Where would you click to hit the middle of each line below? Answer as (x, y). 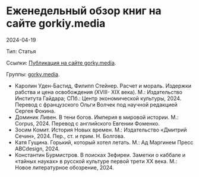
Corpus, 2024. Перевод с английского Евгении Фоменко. (87, 123)
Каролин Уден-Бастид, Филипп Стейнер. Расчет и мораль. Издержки (103, 86)
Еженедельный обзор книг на (84, 11)
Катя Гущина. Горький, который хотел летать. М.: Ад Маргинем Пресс (104, 142)
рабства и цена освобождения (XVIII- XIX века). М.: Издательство (99, 92)
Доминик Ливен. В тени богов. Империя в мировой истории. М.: (97, 117)
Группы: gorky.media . (33, 74)
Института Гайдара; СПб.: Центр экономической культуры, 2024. (98, 98)
